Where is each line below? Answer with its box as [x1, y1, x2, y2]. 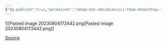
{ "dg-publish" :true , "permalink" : [5, 7, 74, 12]
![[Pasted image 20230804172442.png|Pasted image [5, 20, 114, 26]
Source [5, 35, 20, 41]
